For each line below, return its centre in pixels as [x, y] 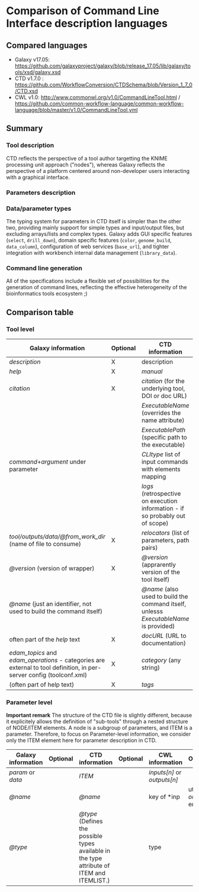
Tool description [30, 145]
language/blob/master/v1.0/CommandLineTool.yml [76, 110]
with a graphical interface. [38, 177]
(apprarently [159, 564]
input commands [165, 461]
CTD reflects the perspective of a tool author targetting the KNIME [87, 158]
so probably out [163, 515]
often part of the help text [44, 639]
